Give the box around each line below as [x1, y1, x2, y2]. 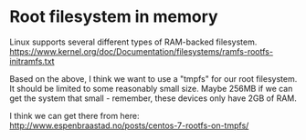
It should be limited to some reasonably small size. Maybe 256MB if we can [9, 83, 293, 94]
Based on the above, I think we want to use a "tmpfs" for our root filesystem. [9, 73, 298, 84]
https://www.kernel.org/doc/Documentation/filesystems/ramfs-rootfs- [9, 45, 274, 56]
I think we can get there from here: [9, 110, 140, 121]
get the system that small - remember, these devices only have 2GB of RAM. [9, 93, 297, 104]
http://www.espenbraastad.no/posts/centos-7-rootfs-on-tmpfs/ [9, 120, 249, 131]
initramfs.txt [9, 55, 55, 66]
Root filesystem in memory [9, 6, 218, 27]
